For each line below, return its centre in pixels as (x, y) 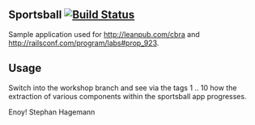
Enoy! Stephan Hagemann (52, 112)
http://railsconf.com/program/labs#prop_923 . (84, 43)
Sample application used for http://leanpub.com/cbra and (104, 34)
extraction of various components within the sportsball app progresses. (127, 96)
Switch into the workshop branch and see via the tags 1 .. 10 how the (123, 87)
